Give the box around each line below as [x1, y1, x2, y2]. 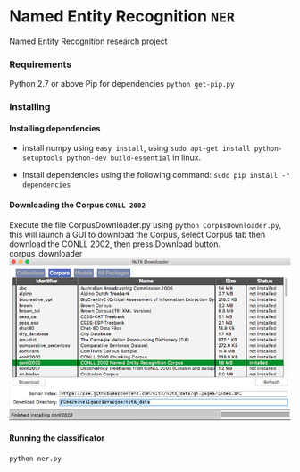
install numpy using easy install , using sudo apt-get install [21, 143, 251, 154]
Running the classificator [9, 432, 105, 443]
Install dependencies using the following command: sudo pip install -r [21, 170, 290, 181]
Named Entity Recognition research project [9, 36, 168, 46]
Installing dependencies [9, 122, 101, 133]
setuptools [21, 154, 63, 163]
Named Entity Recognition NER [9, 6, 235, 27]
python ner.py [9, 454, 62, 463]
